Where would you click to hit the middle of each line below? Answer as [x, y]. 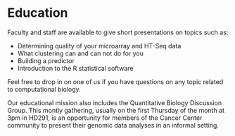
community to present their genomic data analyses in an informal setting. [113, 125]
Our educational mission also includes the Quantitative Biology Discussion [115, 102]
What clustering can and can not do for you [81, 53]
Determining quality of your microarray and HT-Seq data [99, 46]
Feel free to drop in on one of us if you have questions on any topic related [115, 81]
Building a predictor [46, 60]
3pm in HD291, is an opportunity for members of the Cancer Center [105, 118]
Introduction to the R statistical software [75, 68]
